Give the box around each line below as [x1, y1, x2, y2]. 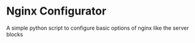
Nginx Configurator [6, 4, 107, 18]
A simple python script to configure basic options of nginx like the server [6, 24, 189, 31]
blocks [6, 30, 23, 38]
